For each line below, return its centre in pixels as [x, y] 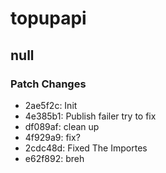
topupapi [48, 18]
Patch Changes [48, 84]
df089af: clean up [62, 126]
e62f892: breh [54, 158]
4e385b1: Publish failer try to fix [90, 116]
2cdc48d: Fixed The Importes [86, 148]
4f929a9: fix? [52, 137]
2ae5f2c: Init [51, 105]
